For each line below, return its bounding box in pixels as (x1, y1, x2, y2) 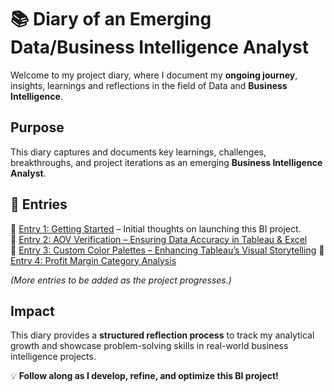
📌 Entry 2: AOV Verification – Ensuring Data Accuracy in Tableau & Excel (10, 233, 308, 245)
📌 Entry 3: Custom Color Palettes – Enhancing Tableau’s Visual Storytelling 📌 (10, 244, 325, 256)
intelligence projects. (10, 351, 97, 363)
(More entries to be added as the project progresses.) (10, 274, 232, 286)
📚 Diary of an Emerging (10, 8, 212, 31)
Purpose (10, 119, 65, 136)
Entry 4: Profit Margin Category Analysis (10, 254, 177, 266)
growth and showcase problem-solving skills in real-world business (10, 340, 289, 352)
